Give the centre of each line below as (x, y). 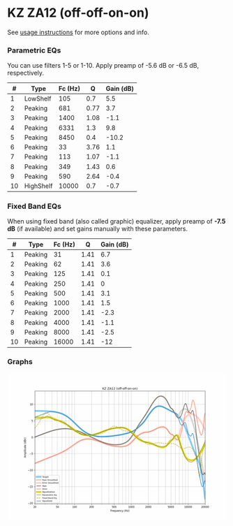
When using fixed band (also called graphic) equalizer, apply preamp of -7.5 (116, 221)
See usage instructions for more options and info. (78, 32)
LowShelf (38, 98)
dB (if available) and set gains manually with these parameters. (98, 229)
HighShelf (38, 186)
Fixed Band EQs (34, 206)
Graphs (20, 362)
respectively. (25, 73)
